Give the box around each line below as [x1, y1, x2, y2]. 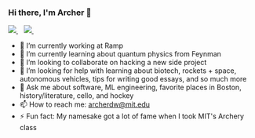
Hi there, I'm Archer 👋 [8, 7, 92, 18]
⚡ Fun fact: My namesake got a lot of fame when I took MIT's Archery [19, 111, 245, 121]
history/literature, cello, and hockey [19, 91, 134, 100]
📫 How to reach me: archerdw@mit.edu [19, 100, 151, 109]
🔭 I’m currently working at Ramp [19, 41, 124, 50]
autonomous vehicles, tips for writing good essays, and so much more [19, 74, 247, 84]
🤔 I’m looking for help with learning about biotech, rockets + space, [19, 66, 237, 75]
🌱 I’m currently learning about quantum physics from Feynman [19, 49, 222, 59]
